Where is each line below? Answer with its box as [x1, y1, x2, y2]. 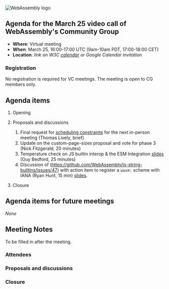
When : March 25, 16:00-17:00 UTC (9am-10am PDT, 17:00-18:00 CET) [12, 46, 159, 52]
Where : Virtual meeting [12, 41, 62, 47]
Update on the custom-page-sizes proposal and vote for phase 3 [20, 140, 156, 146]
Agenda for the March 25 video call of [5, 19, 126, 28]
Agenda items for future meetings [5, 197, 114, 206]
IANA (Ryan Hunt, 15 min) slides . [20, 172, 88, 178]
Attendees [5, 251, 32, 259]
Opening [12, 109, 31, 115]
